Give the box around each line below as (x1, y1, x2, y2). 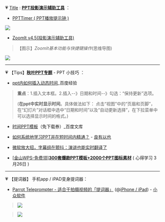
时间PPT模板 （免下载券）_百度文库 (12, 124, 83, 129)
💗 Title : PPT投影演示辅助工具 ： (5, 5, 70, 10)
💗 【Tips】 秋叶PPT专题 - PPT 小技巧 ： (5, 70, 85, 75)
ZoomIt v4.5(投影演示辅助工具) (12, 35, 75, 41)
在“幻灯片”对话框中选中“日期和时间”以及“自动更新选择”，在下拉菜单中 (17, 107, 158, 112)
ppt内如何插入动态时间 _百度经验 (12, 80, 77, 85)
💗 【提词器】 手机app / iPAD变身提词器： (5, 176, 88, 182)
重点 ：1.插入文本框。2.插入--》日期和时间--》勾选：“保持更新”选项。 (17, 90, 157, 96)
